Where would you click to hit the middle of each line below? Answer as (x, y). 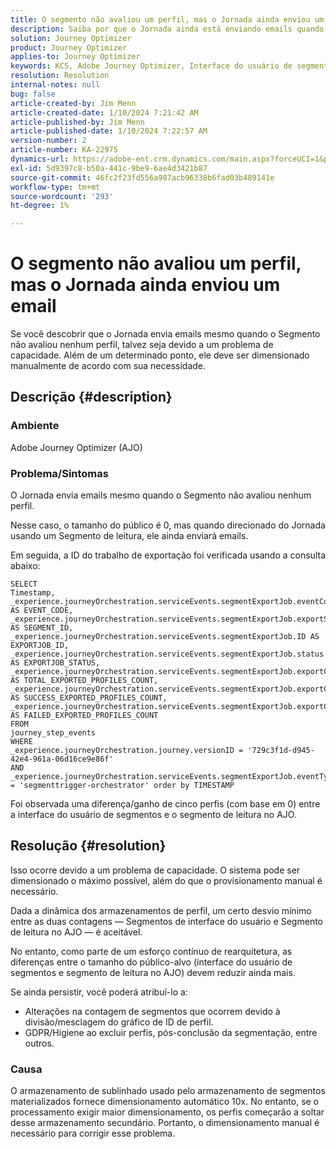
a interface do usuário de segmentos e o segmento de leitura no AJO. (153, 815)
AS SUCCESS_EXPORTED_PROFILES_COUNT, (89, 698)
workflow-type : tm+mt (55, 187)
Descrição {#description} (91, 397)
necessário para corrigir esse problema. (93, 1133)
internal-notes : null (55, 85)
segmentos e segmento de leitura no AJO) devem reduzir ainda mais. (153, 972)
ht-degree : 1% (40, 206)
